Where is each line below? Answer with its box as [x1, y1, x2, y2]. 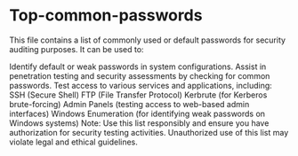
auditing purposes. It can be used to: [9, 43, 144, 54]
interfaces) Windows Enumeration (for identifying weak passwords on [9, 108, 265, 119]
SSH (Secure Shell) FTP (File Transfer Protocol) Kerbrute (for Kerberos [9, 90, 268, 100]
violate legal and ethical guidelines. [9, 136, 138, 147]
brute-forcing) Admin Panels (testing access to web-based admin [9, 98, 250, 109]
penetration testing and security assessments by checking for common [9, 70, 270, 81]
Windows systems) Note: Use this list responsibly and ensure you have [9, 117, 270, 129]
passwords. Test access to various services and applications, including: [9, 80, 273, 90]
